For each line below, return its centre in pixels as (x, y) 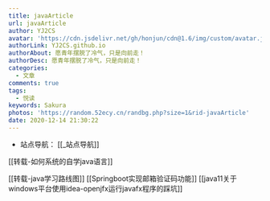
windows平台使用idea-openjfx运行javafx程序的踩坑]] (96, 188)
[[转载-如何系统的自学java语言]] (61, 161)
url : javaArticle (37, 23)
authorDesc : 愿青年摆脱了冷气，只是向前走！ (75, 61)
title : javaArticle (41, 16)
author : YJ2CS (32, 31)
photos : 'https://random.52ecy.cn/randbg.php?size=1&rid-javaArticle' (129, 113)
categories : (28, 68)
